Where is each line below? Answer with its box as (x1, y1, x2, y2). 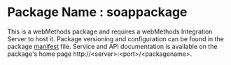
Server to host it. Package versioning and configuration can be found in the (7, 34, 224, 43)
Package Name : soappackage (7, 4, 188, 20)
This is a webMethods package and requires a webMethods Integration (7, 27, 213, 36)
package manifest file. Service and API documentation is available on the (7, 42, 218, 50)
